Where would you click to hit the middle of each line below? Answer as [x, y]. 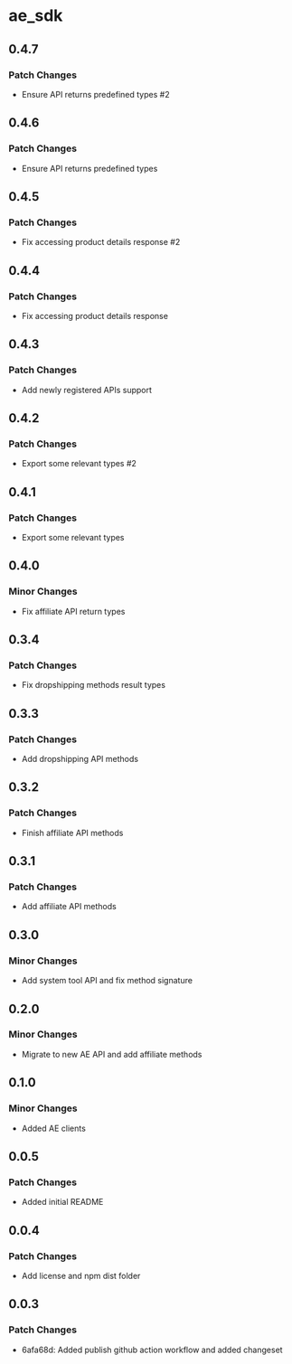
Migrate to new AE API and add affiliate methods [112, 1054]
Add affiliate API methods [69, 907]
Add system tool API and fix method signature [107, 981]
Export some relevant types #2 [79, 464]
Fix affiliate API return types [73, 611]
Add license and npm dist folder [81, 1275]
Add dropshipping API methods [80, 759]
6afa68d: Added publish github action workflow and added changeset [152, 1350]
